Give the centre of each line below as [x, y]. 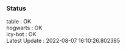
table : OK [19, 22]
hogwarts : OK [24, 28]
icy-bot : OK [21, 34]
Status [16, 8]
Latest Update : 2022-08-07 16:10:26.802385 [63, 41]
